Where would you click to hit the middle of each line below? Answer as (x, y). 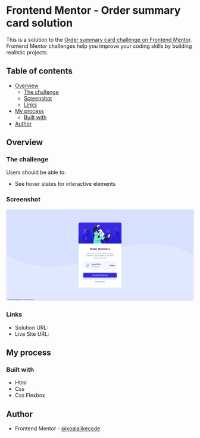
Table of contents (39, 71)
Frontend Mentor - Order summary (93, 10)
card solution (40, 23)
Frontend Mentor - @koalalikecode (57, 428)
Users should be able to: (36, 172)
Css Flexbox (30, 396)
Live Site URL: (32, 334)
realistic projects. (27, 52)
